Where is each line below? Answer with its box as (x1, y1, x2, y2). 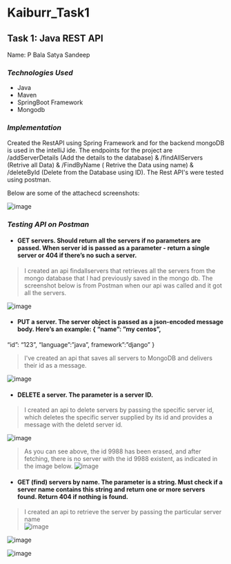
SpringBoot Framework (17, 98, 83, 106)
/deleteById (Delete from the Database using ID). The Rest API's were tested (7, 168, 224, 176)
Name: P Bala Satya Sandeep (7, 50, 90, 59)
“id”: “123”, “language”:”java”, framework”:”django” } (7, 340, 155, 348)
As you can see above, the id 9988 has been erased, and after (23, 447, 201, 455)
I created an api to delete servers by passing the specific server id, (23, 406, 214, 414)
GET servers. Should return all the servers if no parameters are (17, 236, 201, 245)
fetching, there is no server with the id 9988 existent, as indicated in (23, 455, 218, 463)
